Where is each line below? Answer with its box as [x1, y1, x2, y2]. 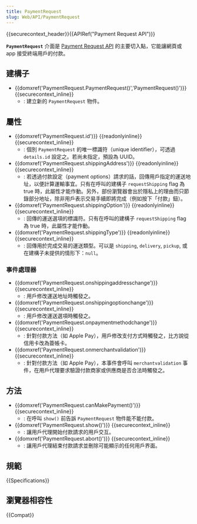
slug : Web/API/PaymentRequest [6, 14, 81, 20]
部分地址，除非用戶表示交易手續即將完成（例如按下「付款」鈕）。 [28, 195, 186, 202]
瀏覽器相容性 [6, 495, 53, 506]
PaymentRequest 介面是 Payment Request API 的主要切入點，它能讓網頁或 [6, 42, 182, 49]
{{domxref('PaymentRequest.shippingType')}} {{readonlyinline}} [14, 229, 171, 236]
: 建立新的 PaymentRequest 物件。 [23, 98, 103, 105]
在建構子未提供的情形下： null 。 [23, 249, 102, 256]
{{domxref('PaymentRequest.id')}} [14, 133, 98, 140]
